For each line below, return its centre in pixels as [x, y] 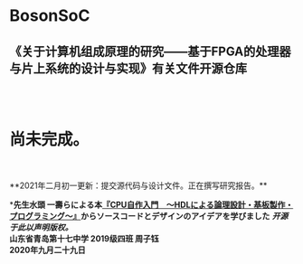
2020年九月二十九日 [47, 250]
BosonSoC [50, 16]
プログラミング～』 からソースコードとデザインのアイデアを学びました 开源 [149, 216]
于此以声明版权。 [41, 227]
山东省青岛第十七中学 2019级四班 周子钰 [85, 238]
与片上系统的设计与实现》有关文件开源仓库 [128, 68]
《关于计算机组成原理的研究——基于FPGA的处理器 [150, 51]
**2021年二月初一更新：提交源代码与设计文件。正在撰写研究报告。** [138, 185]
